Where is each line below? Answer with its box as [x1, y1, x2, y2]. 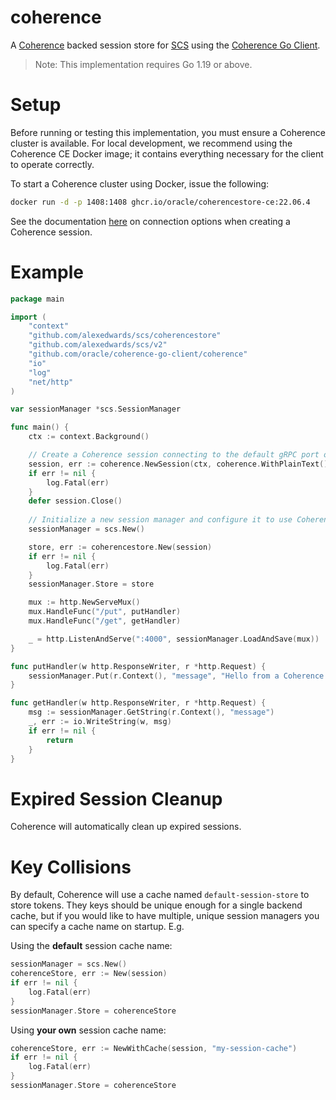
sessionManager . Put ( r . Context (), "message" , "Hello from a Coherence [28, 671, 325, 681]
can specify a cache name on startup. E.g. [10, 921, 185, 933]
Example [10, 261, 84, 283]
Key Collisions [10, 856, 132, 878]
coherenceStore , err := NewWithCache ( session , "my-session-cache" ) [10, 1043, 298, 1053]
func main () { [10, 422, 70, 433]
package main [10, 294, 65, 304]
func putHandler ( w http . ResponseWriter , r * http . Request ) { [10, 661, 267, 671]
